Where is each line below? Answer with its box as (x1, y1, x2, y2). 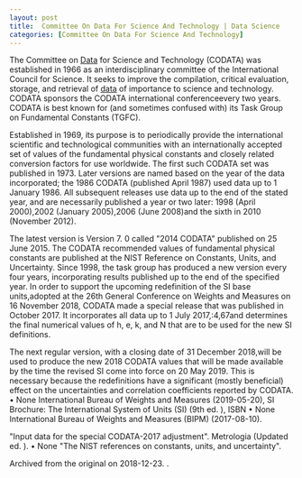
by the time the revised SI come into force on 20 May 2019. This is (9, 366, 255, 377)
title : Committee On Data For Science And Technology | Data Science (9, 22, 280, 31)
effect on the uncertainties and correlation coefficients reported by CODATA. (9, 385, 294, 396)
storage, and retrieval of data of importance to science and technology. (9, 83, 275, 95)
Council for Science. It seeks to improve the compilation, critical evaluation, (9, 74, 289, 85)
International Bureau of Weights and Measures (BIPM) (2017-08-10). (9, 414, 263, 425)
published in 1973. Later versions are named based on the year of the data (9, 168, 286, 179)
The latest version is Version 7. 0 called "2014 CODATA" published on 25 (9, 234, 278, 244)
